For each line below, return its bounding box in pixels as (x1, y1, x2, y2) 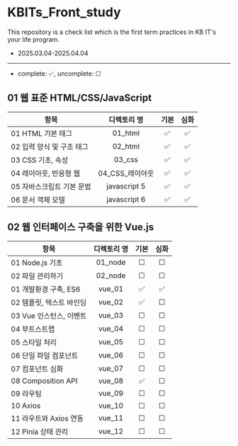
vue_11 (98, 413, 124, 423)
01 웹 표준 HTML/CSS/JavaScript (7, 92, 152, 104)
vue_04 (98, 324, 124, 333)
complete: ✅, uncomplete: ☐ (17, 69, 101, 78)
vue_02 (98, 297, 124, 307)
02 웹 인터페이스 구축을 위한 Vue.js (7, 221, 154, 234)
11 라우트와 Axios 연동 (11, 413, 84, 423)
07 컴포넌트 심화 (11, 364, 64, 374)
